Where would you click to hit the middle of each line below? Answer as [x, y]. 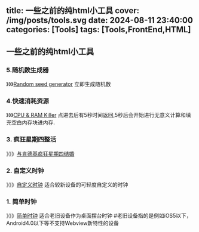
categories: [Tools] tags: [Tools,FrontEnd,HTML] [99, 30]
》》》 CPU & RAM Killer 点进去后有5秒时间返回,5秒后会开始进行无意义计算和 [96, 115]
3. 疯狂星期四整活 [31, 140]
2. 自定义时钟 [25, 171]
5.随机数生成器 [27, 70]
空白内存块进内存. [33, 123]
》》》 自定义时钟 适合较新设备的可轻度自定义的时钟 [67, 184]
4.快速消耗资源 [28, 101]
